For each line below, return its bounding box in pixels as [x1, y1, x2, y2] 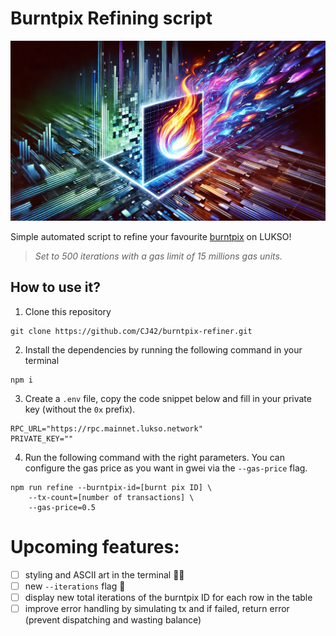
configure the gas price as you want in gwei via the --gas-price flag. [24, 462, 308, 474]
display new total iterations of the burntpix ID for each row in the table [24, 591, 313, 603]
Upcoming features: [10, 535, 180, 558]
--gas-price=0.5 [28, 502, 97, 512]
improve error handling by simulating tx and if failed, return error [24, 602, 290, 614]
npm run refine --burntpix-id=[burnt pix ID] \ [10, 482, 213, 492]
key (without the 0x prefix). [24, 403, 136, 415]
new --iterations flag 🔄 [24, 580, 126, 592]
